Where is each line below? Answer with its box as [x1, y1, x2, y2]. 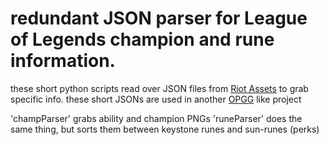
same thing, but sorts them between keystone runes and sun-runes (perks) [10, 123, 320, 135]
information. [10, 50, 116, 72]
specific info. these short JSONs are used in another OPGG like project [10, 93, 302, 105]
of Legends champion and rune [10, 28, 275, 51]
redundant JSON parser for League [10, 7, 308, 30]
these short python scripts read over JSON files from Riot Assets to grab [10, 82, 309, 94]
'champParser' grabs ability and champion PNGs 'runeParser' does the [10, 112, 303, 124]
